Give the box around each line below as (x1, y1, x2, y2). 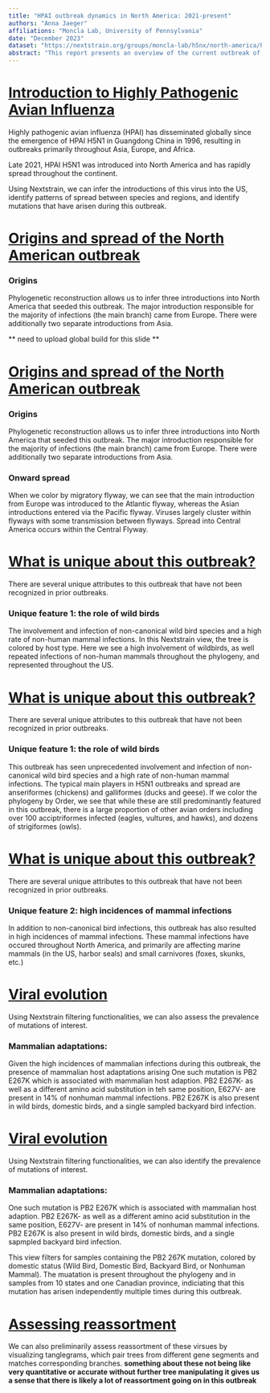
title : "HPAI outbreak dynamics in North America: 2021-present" (8, 11, 231, 20)
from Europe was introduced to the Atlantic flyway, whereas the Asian (8, 499, 239, 509)
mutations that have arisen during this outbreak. (8, 201, 167, 210)
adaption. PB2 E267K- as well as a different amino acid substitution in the (8, 1211, 251, 1221)
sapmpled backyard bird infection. (8, 1237, 122, 1247)
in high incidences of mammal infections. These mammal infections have (8, 931, 249, 941)
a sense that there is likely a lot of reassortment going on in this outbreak (8, 1375, 257, 1386)
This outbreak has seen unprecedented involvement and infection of (8, 762, 235, 771)
